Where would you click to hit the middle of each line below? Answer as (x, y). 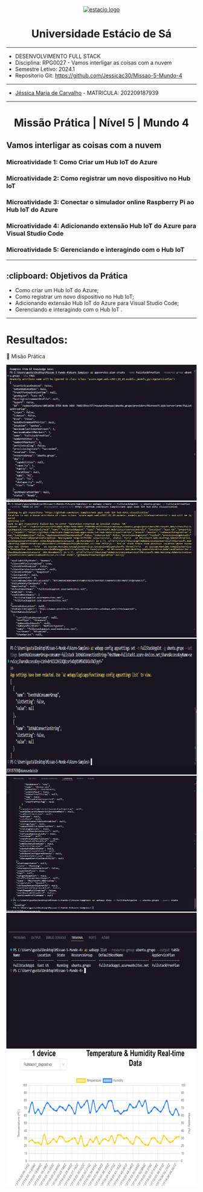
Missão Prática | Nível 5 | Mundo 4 (101, 123)
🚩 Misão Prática (26, 356)
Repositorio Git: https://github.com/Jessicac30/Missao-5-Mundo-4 (98, 75)
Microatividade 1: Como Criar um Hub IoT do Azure (82, 162)
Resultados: (37, 340)
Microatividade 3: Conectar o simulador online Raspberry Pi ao (100, 202)
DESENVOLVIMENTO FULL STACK (58, 56)
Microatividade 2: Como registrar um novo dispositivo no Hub (98, 179)
